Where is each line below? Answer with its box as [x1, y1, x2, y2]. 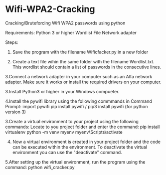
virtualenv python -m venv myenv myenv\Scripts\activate [5, 129, 123, 135]
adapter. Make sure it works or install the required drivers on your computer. [5, 79, 162, 85]
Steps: [5, 39, 18, 45]
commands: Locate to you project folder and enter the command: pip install [5, 124, 160, 130]
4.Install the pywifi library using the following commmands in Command [5, 98, 152, 104]
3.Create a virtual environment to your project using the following [5, 118, 139, 124]
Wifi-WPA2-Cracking [5, 3, 95, 15]
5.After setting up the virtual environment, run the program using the [5, 159, 146, 165]
